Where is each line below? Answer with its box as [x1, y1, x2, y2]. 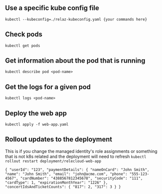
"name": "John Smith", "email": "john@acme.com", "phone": [5, 171, 128, 176]
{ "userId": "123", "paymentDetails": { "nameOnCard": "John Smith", [5, 167, 150, 172]
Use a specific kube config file [5, 4, 100, 12]
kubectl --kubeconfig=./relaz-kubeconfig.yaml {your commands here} [5, 17, 147, 22]
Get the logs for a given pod [5, 83, 91, 91]
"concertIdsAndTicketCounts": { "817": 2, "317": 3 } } [5, 184, 121, 189]
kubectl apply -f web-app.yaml [5, 122, 69, 127]
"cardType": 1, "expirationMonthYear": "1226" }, [5, 180, 108, 185]
